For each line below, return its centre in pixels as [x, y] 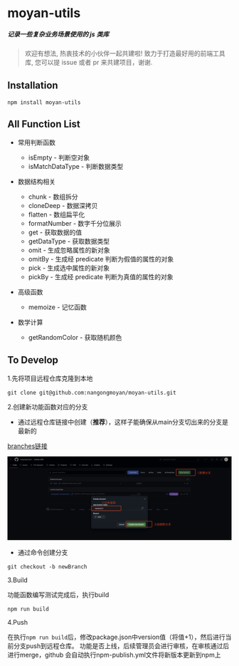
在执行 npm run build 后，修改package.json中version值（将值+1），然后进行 [116, 637]
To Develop [33, 360]
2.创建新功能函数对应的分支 [48, 407]
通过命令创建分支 [43, 553]
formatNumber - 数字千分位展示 [75, 223]
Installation [33, 85]
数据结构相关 [36, 181]
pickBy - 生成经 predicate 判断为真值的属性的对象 [101, 276]
